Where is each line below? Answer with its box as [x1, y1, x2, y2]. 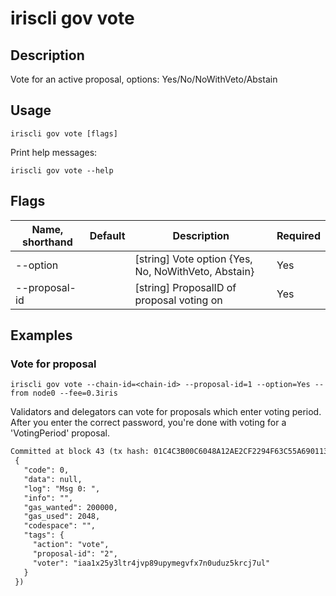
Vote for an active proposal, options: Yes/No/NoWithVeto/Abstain [10, 73, 278, 85]
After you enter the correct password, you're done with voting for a [10, 417, 287, 429]
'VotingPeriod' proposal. [10, 427, 110, 439]
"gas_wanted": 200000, [23, 502, 118, 512]
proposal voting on [134, 293, 223, 307]
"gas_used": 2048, [23, 512, 101, 522]
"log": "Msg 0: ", [23, 483, 101, 494]
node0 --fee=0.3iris [32, 388, 118, 399]
